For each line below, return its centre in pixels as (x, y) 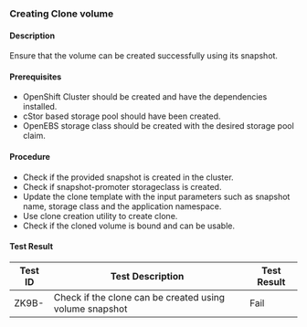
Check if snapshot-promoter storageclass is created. (122, 186)
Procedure (30, 156)
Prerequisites (36, 77)
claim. (34, 136)
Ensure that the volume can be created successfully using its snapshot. (144, 56)
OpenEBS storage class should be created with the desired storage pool (158, 126)
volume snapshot (90, 309)
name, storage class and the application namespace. (122, 206)
